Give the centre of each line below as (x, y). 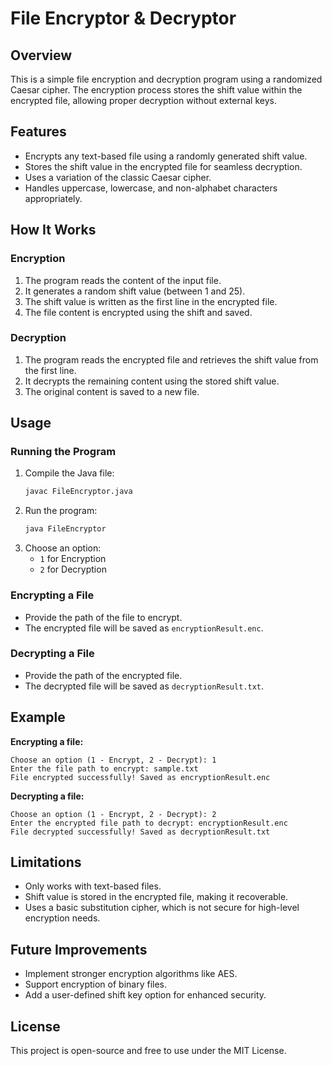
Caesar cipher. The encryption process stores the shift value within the (156, 90)
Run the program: (61, 511)
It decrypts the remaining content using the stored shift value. (152, 381)
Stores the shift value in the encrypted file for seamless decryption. (163, 166)
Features (38, 132)
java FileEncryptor (65, 529)
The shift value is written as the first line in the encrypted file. (151, 301)
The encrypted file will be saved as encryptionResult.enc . (144, 628)
